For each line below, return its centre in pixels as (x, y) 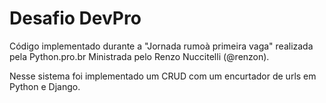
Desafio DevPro (75, 18)
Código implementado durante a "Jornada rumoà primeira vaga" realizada (161, 46)
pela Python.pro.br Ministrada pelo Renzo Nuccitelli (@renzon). (139, 56)
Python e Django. (45, 86)
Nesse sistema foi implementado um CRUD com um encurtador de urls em (163, 76)
